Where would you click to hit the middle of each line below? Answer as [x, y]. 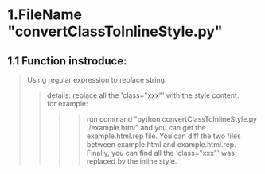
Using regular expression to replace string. [97, 80]
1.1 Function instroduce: [67, 61]
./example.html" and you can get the [146, 128]
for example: [67, 104]
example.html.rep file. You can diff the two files [164, 136]
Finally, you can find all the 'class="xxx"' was [161, 153]
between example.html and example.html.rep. [161, 144]
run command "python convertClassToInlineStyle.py [172, 119]
